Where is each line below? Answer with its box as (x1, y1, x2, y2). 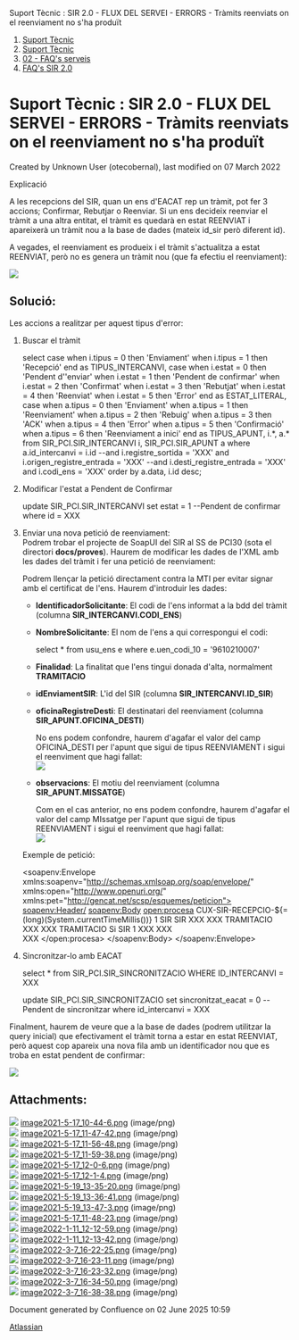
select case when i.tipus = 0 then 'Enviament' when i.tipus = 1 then (21, 352, 268, 362)
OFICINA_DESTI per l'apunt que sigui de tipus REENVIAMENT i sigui (35, 741, 286, 753)
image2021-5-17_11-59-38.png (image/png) (20, 1149, 179, 1160)
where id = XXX (21, 510, 80, 520)
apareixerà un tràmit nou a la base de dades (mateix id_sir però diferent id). (9, 224, 286, 235)
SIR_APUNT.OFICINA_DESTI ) (35, 714, 145, 726)
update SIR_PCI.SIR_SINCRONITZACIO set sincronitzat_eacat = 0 (21, 995, 262, 1005)
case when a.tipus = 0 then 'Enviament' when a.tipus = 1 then (21, 399, 249, 410)
